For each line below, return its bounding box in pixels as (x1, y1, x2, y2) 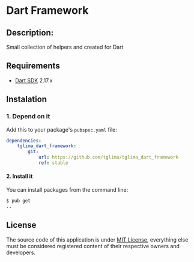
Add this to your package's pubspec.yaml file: (6, 126, 117, 133)
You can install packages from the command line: (6, 186, 129, 193)
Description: (6, 28, 54, 38)
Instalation (6, 94, 47, 105)
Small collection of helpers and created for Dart (6, 43, 124, 50)
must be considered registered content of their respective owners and (6, 242, 180, 249)
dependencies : (6, 138, 42, 144)
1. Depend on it (6, 112, 50, 121)
